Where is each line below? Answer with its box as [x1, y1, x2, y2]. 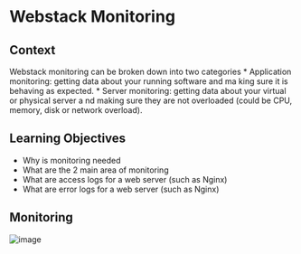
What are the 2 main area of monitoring [22, 165, 169, 175]
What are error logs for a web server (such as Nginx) [22, 183, 220, 194]
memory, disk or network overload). [9, 105, 143, 115]
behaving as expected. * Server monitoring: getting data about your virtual [9, 86, 287, 96]
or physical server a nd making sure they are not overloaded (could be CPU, [9, 95, 293, 106]
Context [9, 42, 56, 58]
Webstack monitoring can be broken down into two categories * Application [9, 66, 292, 77]
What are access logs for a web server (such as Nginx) [22, 174, 228, 184]
